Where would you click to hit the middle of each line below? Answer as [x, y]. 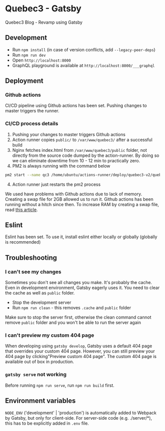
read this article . [22, 210]
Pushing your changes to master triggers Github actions [69, 134]
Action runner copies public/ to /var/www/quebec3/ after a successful [82, 140]
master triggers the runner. [32, 111]
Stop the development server [41, 303]
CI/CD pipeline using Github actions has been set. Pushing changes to [76, 106]
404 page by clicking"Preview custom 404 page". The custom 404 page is [81, 357]
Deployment [24, 81]
